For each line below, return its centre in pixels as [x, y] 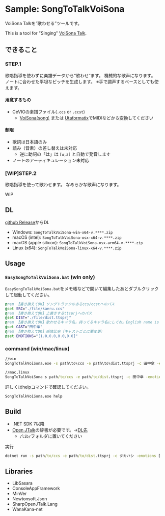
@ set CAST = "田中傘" [24, 327]
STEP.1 [13, 64]
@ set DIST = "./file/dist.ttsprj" [38, 318]
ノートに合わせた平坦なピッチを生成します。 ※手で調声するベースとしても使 [82, 82]
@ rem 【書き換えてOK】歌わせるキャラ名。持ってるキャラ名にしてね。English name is [82, 322]
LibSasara [22, 483]
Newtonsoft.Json [29, 499]
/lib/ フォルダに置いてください [51, 436]
